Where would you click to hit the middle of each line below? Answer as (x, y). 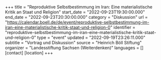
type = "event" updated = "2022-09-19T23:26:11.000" (91, 37)
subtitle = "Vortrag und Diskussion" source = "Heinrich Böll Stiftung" (73, 42)
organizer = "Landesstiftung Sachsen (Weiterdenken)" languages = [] (74, 48)
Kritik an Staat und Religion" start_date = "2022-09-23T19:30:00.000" (75, 12)
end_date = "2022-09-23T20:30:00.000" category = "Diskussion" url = (76, 17)
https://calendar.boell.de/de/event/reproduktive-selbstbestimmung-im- (78, 22)
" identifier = (123, 27)
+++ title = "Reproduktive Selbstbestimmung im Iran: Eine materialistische (79, 7)
